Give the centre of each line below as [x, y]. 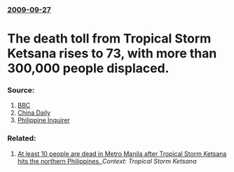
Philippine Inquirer [43, 120]
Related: [22, 138]
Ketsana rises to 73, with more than [112, 53]
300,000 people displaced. [88, 69]
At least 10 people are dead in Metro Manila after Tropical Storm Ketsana [122, 153]
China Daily [34, 113]
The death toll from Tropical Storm [109, 39]
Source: [21, 90]
